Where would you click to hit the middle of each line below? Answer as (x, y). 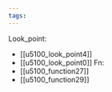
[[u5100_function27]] (54, 71)
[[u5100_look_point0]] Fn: (62, 62)
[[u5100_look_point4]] (56, 54)
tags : (17, 16)
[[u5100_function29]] (54, 79)
